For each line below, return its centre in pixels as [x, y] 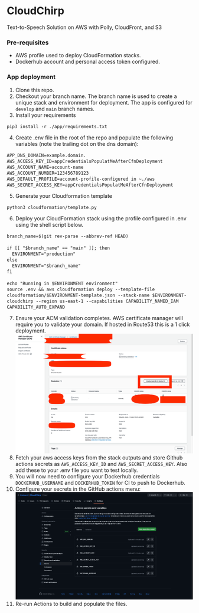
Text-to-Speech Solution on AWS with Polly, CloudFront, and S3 [84, 27]
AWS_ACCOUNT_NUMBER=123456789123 [48, 173]
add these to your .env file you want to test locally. [76, 470]
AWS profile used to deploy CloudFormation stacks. [78, 56]
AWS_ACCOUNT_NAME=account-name [45, 167]
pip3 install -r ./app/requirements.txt [57, 126]
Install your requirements [45, 115]
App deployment [31, 77]
